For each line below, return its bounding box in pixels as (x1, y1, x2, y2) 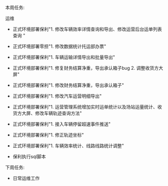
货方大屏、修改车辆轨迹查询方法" (12, 110, 82, 116)
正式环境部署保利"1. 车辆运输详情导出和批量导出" (12, 54, 116, 60)
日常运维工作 (12, 175, 40, 181)
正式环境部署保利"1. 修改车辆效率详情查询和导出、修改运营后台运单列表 (12, 26, 162, 32)
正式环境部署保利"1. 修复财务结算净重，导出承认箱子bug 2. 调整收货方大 (12, 65, 163, 71)
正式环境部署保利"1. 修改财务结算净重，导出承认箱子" (12, 82, 124, 88)
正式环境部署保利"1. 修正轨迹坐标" (12, 132, 84, 138)
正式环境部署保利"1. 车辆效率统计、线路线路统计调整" (12, 143, 124, 149)
